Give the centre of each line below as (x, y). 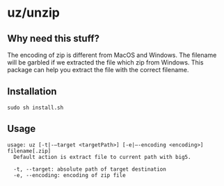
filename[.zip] (29, 151)
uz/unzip (34, 13)
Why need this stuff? (53, 39)
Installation (32, 92)
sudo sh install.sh (35, 108)
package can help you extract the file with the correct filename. (98, 70)
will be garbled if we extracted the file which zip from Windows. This (105, 62)
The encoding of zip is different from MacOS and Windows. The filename (112, 55)
